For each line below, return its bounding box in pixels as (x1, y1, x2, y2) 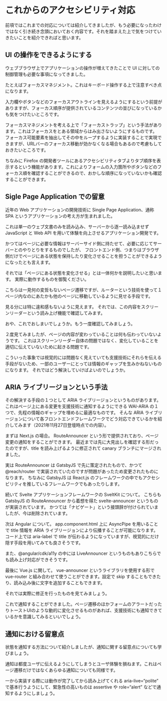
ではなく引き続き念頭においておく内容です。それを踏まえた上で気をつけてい (5, 28, 162, 34)
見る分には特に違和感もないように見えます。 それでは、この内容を (5, 303, 141, 309)
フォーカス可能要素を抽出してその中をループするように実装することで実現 (5, 134, 158, 140)
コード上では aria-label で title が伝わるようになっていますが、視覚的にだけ (5, 534, 160, 540)
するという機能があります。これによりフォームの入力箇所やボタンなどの (9, 164, 158, 170)
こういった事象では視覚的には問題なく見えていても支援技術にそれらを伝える (5, 354, 162, 361)
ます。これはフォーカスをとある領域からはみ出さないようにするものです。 (5, 128, 158, 134)
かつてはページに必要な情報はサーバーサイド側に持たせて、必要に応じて (5, 240, 154, 246)
